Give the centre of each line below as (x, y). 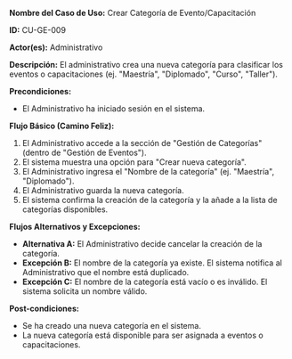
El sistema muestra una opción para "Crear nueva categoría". (134, 162)
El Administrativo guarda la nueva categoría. (103, 190)
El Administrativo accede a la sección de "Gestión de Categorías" (142, 143)
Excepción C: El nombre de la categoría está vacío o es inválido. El (145, 281)
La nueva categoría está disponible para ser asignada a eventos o (143, 335)
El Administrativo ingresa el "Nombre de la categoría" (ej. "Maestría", (148, 171)
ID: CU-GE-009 (38, 30)
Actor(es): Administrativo (56, 47)
